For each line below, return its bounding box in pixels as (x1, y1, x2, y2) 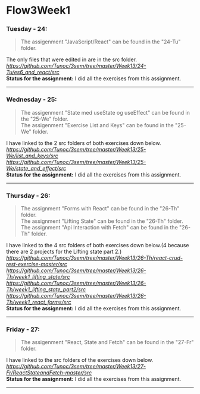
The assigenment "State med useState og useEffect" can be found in (20, 109, 190, 116)
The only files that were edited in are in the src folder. (6, 56, 137, 63)
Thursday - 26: (6, 191, 51, 200)
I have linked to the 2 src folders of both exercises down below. (6, 139, 161, 146)
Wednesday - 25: (6, 96, 58, 104)
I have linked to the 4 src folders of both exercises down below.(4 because (6, 242, 189, 249)
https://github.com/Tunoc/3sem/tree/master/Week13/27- (6, 363, 146, 370)
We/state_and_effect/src (6, 165, 67, 172)
